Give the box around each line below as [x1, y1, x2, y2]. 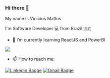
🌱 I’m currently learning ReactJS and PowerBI [12, 37, 106, 43]
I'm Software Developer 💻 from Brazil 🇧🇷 [5, 26, 92, 32]
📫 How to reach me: [12, 56, 55, 62]
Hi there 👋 [5, 4, 30, 11]
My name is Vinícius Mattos [5, 16, 61, 22]
